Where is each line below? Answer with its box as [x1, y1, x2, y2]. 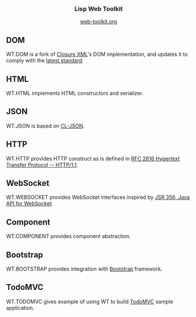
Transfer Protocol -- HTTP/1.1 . [6, 161, 78, 168]
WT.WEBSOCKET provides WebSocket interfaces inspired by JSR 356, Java [6, 193, 190, 201]
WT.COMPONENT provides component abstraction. [6, 233, 131, 240]
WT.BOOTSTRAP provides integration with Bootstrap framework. [6, 265, 163, 272]
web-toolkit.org [80, 18, 117, 25]
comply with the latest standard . [6, 57, 84, 64]
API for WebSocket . [6, 200, 54, 207]
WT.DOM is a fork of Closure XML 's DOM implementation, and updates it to [6, 51, 188, 58]
